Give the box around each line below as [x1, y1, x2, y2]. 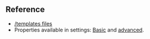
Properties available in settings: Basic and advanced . [14, 26, 144, 33]
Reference [5, 5, 45, 15]
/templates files [14, 20, 52, 27]
